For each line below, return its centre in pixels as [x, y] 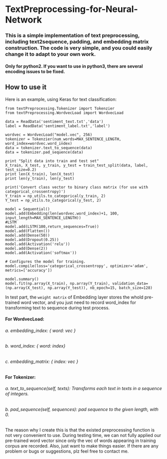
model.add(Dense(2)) [27, 248]
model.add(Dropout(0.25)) [32, 239]
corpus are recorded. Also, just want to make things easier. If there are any [82, 446]
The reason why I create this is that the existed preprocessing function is [80, 430]
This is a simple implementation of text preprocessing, [72, 35]
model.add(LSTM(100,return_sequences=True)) [52, 226]
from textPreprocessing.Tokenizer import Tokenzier [60, 108]
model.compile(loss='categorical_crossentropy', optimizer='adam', [77, 266]
